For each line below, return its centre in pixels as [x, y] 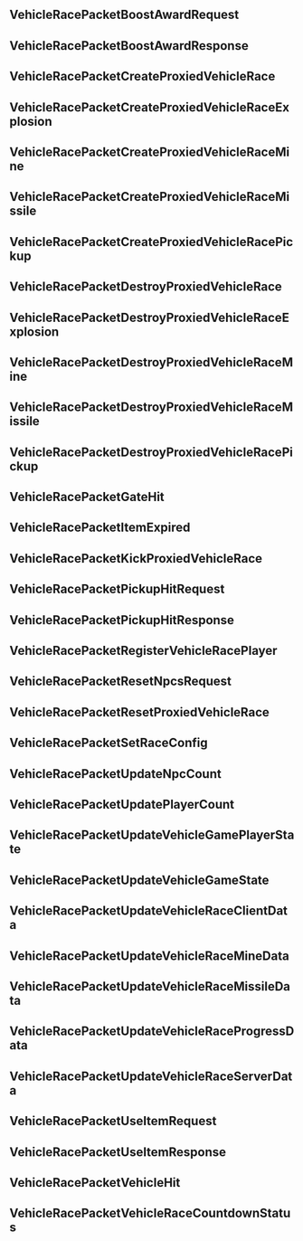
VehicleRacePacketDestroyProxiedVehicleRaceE [149, 317]
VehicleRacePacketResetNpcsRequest [121, 682]
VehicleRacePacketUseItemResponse [118, 1152]
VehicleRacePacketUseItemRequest [113, 1121]
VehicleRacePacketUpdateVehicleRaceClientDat [148, 911]
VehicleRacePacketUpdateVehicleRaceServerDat [151, 1076]
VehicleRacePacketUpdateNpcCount [115, 774]
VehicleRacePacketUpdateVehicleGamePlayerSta [152, 835]
